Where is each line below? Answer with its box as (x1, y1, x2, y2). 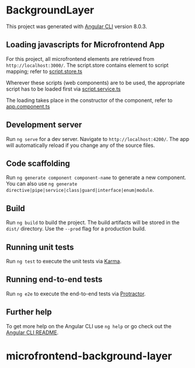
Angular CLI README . (6, 329, 59, 336)
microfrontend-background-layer (6, 349, 172, 363)
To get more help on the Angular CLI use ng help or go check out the (6, 322, 172, 329)
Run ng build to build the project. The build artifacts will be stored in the (6, 219, 180, 226)
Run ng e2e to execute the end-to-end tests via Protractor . (6, 290, 146, 297)
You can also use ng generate (6, 180, 78, 187)
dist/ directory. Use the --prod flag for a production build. (6, 225, 146, 232)
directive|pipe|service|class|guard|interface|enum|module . (6, 187, 154, 194)
